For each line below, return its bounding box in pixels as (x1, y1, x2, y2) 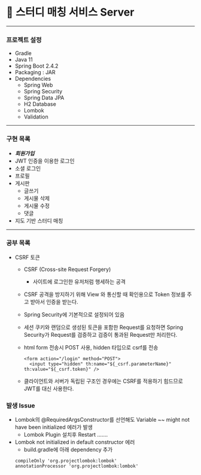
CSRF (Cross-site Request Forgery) (23, 266, 111, 273)
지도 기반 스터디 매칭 (14, 217, 63, 224)
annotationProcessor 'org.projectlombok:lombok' (14, 463, 139, 470)
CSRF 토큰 (14, 254, 40, 261)
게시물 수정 (23, 202, 50, 209)
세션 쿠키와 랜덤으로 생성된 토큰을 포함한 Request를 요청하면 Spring (23, 324, 184, 331)
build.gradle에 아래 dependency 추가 (23, 446, 113, 453)
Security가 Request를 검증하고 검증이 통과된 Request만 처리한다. (23, 331, 178, 338)
